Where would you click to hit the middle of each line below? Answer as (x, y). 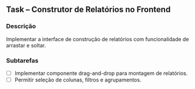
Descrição (21, 26)
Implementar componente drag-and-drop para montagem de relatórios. (101, 73)
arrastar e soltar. (26, 45)
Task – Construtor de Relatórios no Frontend (88, 10)
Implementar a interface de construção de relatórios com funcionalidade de (97, 39)
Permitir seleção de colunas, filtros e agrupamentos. (78, 80)
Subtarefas (22, 60)
